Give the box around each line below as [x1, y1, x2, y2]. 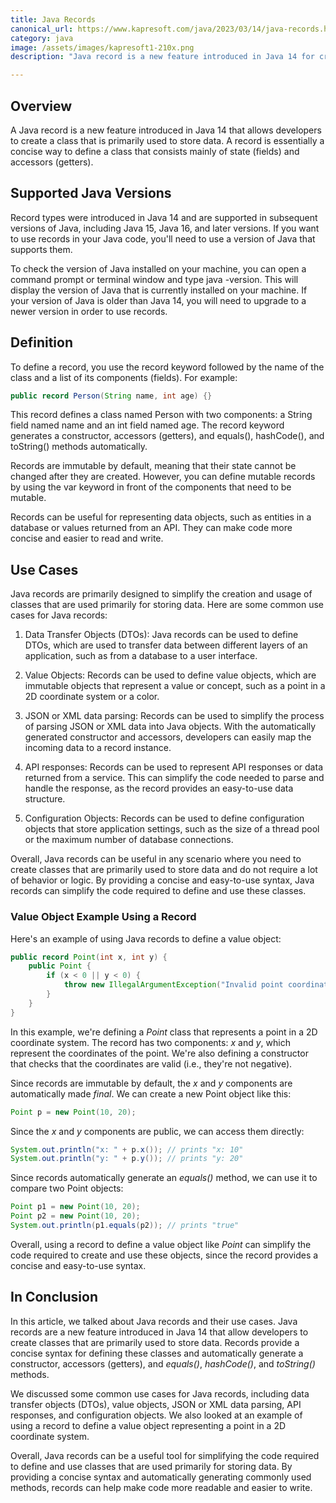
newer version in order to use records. [10, 305, 168, 317]
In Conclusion [10, 1289, 98, 1306]
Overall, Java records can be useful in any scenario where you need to [10, 853, 302, 865]
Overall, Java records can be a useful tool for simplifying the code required [10, 1449, 320, 1461]
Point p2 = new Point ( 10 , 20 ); [10, 1211, 141, 1221]
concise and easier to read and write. [10, 532, 164, 545]
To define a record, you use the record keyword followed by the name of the [10, 361, 325, 373]
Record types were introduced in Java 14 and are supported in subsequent [10, 211, 318, 223]
